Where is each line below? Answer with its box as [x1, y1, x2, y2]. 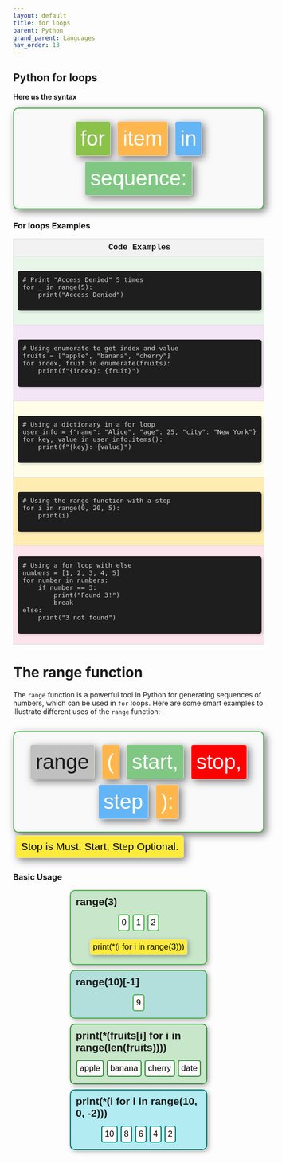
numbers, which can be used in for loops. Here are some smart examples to [13, 698, 264, 708]
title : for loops [13, 19, 71, 27]
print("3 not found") [37, 614, 116, 622]
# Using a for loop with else [22, 561, 132, 570]
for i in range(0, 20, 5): [22, 503, 120, 512]
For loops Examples [13, 220, 91, 231]
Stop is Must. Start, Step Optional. [21, 841, 179, 853]
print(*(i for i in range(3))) [92, 942, 185, 952]
